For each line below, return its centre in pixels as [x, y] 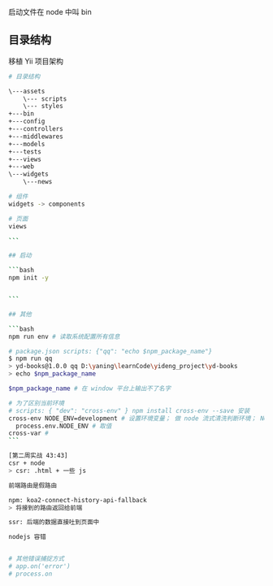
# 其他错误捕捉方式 [37, 559]
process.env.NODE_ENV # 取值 [64, 426]
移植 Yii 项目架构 [36, 61]
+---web [22, 167]
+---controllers [36, 129]
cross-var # [28, 433]
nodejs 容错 [27, 537]
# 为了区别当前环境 [37, 403]
